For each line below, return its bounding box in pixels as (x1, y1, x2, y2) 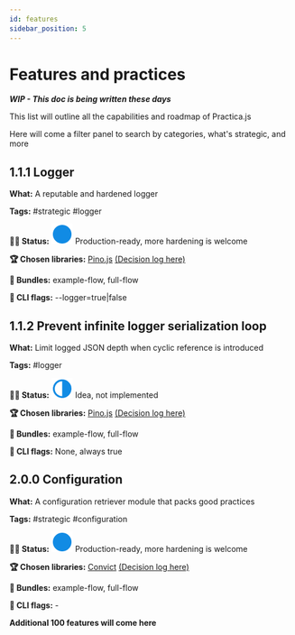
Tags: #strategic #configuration (9, 513, 128, 524)
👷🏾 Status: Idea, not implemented (9, 390, 159, 400)
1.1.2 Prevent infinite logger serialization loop (9, 318, 267, 334)
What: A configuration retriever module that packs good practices (9, 496, 255, 507)
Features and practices (9, 64, 187, 85)
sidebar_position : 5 (9, 23, 88, 33)
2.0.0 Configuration (9, 472, 124, 487)
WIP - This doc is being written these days (9, 94, 171, 105)
